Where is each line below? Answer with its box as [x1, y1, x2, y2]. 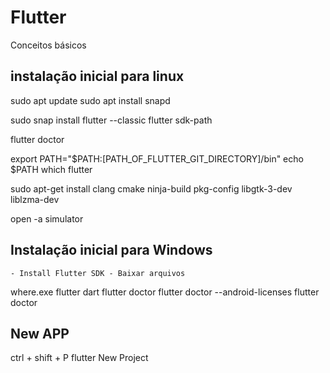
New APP [10, 325, 70, 342]
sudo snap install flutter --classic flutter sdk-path [10, 114, 213, 126]
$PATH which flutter [10, 163, 93, 175]
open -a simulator [10, 212, 84, 225]
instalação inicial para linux [10, 68, 185, 85]
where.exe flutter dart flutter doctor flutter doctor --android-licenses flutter [10, 286, 320, 298]
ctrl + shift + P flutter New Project [10, 352, 149, 364]
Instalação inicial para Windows [10, 242, 213, 259]
